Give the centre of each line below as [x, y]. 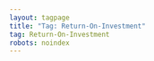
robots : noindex [39, 43]
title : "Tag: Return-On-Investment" [77, 26]
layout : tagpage [39, 17]
